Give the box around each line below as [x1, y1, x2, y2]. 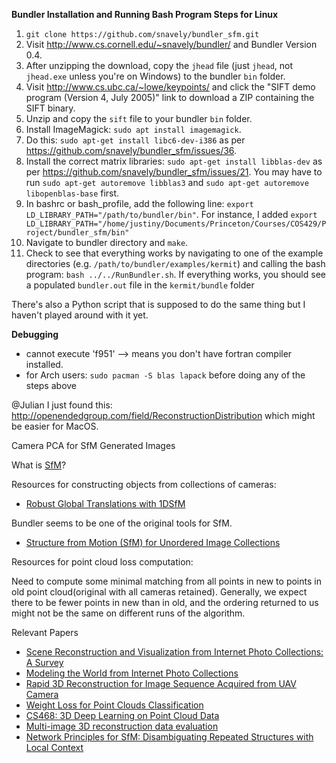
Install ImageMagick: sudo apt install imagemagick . [25, 124, 242, 135]
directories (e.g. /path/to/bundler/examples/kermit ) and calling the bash [25, 258, 326, 269]
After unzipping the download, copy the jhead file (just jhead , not [25, 60, 294, 71]
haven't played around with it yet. [11, 309, 149, 321]
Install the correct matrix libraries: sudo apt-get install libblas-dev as [25, 155, 323, 167]
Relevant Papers [11, 627, 79, 638]
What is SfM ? [11, 459, 67, 471]
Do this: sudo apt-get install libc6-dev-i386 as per [25, 134, 246, 146]
